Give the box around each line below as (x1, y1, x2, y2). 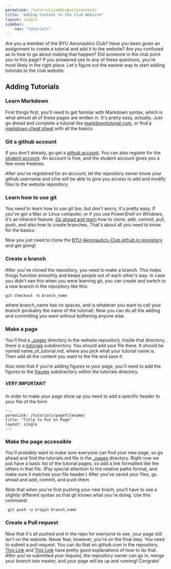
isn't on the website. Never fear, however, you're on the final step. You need (5, 536, 165, 542)
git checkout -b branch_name (5, 293, 67, 298)
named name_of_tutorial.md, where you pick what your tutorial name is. (5, 348, 156, 354)
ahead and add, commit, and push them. (5, 477, 90, 483)
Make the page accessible (5, 438, 71, 445)
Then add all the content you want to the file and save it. (5, 353, 124, 359)
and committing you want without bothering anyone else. (5, 313, 125, 319)
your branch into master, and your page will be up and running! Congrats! (5, 558, 160, 564)
